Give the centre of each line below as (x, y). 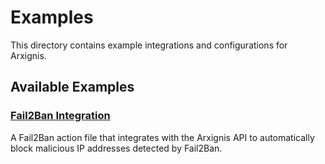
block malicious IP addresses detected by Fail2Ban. (116, 148)
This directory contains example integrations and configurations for (149, 45)
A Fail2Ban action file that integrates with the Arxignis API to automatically (162, 137)
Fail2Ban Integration (60, 116)
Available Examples (72, 87)
